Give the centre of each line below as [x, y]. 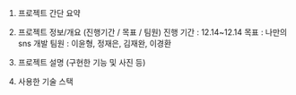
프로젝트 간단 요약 [49, 13]
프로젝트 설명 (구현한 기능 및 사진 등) [82, 62]
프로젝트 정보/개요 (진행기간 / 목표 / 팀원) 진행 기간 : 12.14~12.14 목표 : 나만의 [152, 32]
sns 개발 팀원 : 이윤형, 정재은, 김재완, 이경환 [95, 43]
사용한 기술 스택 [45, 82]
